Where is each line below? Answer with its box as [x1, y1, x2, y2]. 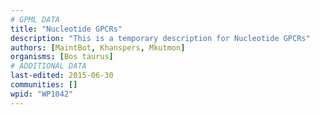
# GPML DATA [10, 14, 60, 25]
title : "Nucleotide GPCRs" [10, 24, 123, 34]
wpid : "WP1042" [10, 89, 74, 99]
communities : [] [10, 80, 78, 90]
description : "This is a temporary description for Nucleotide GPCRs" [10, 33, 311, 43]
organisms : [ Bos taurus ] [10, 52, 114, 62]
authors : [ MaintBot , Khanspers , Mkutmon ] [10, 42, 186, 53]
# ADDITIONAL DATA [10, 61, 87, 71]
